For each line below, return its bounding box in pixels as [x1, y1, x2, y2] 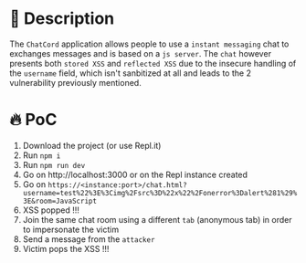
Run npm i [22, 150, 61, 161]
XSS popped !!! [22, 205, 79, 216]
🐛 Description [9, 8, 115, 29]
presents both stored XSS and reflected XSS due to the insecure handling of [9, 58, 297, 68]
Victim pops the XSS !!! [22, 243, 110, 254]
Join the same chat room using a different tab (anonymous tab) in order [22, 214, 292, 225]
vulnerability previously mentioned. [9, 77, 142, 88]
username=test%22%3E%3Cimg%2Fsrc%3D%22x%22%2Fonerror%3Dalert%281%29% [22, 188, 298, 197]
